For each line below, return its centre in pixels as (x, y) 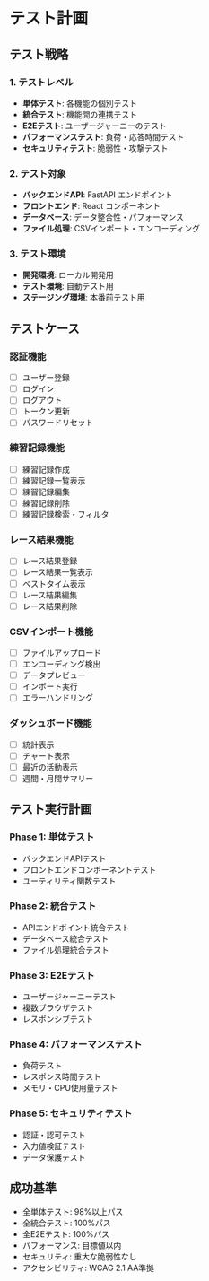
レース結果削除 (50, 606)
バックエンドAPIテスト (64, 858)
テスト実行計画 (51, 810)
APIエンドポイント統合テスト (76, 927)
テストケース (44, 328)
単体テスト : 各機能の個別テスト (79, 103)
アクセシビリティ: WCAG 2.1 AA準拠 (88, 1268)
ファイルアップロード (61, 652)
